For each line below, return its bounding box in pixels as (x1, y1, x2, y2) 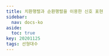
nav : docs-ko (11, 19, 43, 25)
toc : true (11, 30, 35, 36)
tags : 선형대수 (6, 41, 38, 47)
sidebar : (6, 14, 28, 20)
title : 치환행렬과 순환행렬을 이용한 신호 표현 (6, 8, 104, 15)
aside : (6, 24, 22, 31)
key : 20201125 (6, 36, 41, 41)
